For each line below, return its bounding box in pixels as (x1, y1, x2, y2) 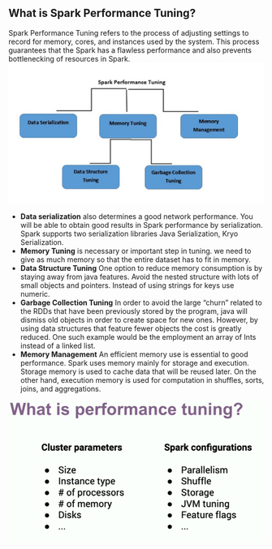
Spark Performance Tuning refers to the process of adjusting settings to (8, 28, 249, 37)
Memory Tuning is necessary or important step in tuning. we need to (19, 247, 252, 256)
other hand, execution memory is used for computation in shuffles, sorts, (19, 375, 265, 385)
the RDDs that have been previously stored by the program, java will (19, 307, 248, 316)
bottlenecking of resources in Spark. (8, 54, 131, 63)
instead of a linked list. (19, 341, 96, 351)
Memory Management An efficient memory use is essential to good (19, 350, 249, 359)
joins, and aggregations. (19, 384, 101, 394)
